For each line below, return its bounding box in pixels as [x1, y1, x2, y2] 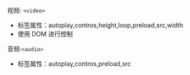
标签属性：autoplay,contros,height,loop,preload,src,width [17, 21, 184, 29]
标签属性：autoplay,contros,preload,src [17, 60, 132, 68]
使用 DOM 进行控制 [17, 30, 74, 38]
